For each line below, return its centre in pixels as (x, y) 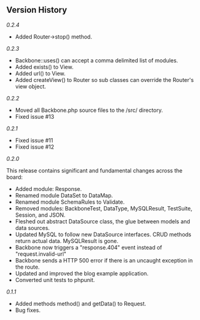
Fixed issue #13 (35, 116)
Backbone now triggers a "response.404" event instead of (89, 247)
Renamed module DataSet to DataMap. (64, 195)
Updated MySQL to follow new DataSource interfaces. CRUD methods (103, 234)
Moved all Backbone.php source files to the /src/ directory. (89, 110)
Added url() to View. (40, 73)
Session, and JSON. (40, 215)
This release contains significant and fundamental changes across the (95, 170)
